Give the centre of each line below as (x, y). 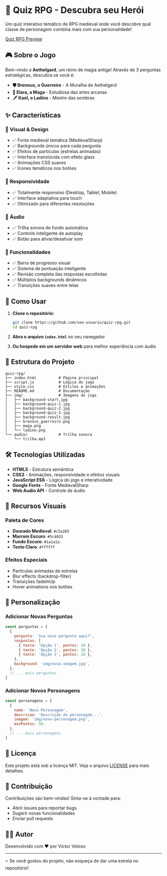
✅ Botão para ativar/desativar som (47, 239)
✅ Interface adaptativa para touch (47, 198)
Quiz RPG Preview (24, 39)
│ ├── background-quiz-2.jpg (38, 408)
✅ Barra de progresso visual (41, 263)
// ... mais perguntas (33, 673)
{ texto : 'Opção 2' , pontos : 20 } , (55, 650)
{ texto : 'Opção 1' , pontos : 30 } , (55, 645)
